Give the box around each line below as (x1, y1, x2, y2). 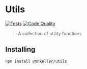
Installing (5, 45, 36, 54)
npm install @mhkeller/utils (5, 59, 67, 64)
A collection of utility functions (17, 30, 82, 36)
